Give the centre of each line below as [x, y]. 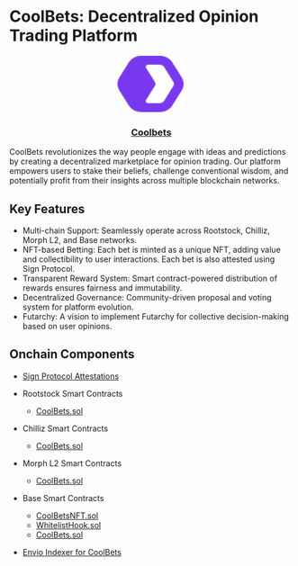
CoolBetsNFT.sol [67, 516]
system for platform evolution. [78, 307]
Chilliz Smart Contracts [65, 428]
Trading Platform [73, 36]
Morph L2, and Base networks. [80, 240]
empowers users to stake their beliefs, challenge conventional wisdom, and [149, 171]
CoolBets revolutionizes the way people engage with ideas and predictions [148, 152]
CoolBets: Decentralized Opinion [134, 17]
